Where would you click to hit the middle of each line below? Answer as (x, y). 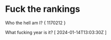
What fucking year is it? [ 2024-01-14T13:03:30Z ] (56, 32)
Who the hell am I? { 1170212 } (35, 23)
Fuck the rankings (43, 9)
